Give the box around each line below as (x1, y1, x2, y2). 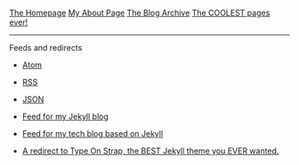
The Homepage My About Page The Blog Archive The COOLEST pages (9, 8, 271, 18)
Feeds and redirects (9, 43, 83, 52)
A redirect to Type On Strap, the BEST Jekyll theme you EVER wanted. (21, 145, 279, 156)
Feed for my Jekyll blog (21, 111, 109, 122)
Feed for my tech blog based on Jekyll (21, 129, 164, 138)
